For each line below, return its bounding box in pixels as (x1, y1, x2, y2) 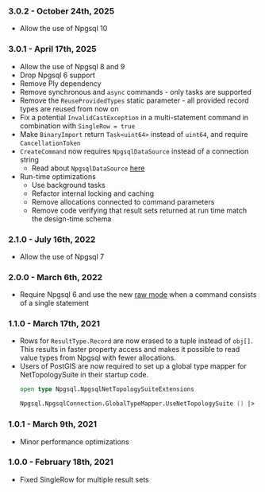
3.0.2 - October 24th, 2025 (8, 6, 115, 17)
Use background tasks (31, 180, 106, 189)
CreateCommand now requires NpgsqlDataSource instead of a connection (19, 146, 249, 156)
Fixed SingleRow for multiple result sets (19, 474, 149, 484)
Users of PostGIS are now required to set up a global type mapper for (19, 361, 248, 371)
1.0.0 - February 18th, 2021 (8, 456, 113, 467)
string (19, 154, 40, 164)
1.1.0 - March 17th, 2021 (8, 318, 101, 330)
